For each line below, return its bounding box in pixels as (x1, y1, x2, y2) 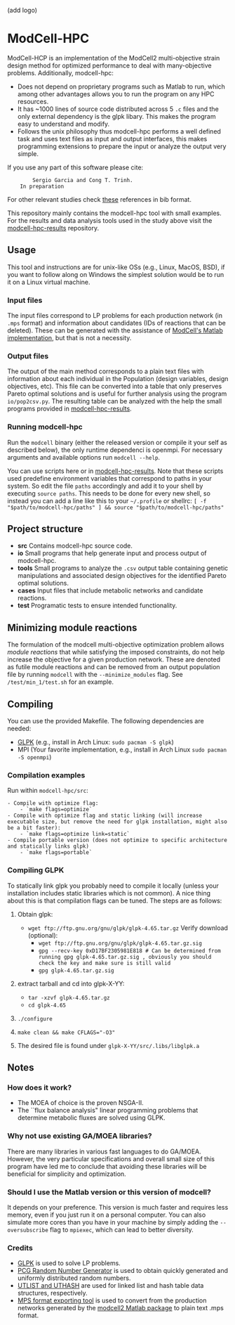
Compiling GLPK (7, 865, 65, 875)
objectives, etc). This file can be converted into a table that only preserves (7, 382, 222, 391)
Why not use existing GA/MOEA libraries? (7, 1131, 152, 1141)
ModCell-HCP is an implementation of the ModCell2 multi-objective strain (7, 53, 220, 62)
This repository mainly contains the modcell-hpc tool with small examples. (7, 209, 222, 217)
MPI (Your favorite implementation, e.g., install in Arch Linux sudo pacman (17, 745, 227, 754)
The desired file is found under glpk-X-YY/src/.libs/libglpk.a (17, 1041, 200, 1049)
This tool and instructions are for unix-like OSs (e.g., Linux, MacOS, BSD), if (7, 263, 225, 271)
